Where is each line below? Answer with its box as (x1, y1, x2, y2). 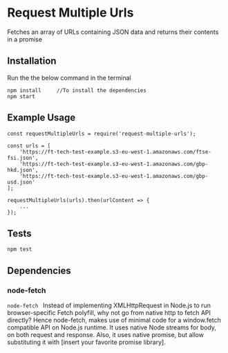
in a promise (7, 35, 43, 43)
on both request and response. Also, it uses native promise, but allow (7, 331, 204, 339)
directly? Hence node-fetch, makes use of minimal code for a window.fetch (7, 316, 221, 325)
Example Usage (7, 112, 76, 124)
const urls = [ (7, 142, 51, 150)
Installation (7, 55, 57, 67)
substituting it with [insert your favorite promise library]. (7, 338, 166, 347)
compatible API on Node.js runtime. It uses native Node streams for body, (7, 323, 216, 332)
